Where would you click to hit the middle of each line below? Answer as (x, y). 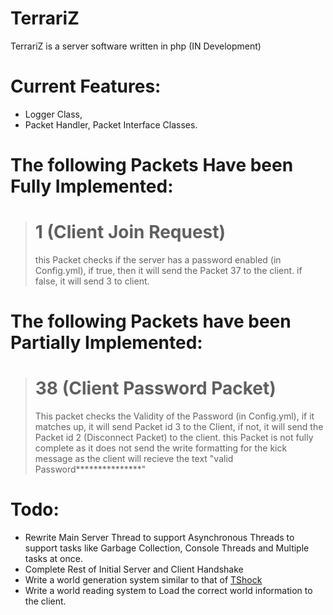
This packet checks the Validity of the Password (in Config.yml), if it (174, 416)
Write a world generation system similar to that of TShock (143, 580)
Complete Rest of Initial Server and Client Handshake (134, 569)
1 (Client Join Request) (130, 232)
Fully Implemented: (92, 186)
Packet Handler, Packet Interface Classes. (111, 124)
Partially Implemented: (106, 343)
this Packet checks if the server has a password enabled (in (158, 260)
